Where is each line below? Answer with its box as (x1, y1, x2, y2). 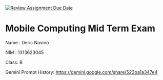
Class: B (5, 59, 23, 65)
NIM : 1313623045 (5, 49, 44, 56)
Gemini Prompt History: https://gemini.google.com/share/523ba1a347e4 (5, 69, 158, 75)
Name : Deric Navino (5, 39, 49, 45)
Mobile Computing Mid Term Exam (5, 23, 155, 34)
